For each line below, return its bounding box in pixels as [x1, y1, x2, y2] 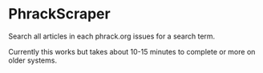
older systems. [8, 55, 58, 65]
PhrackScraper [8, 5, 111, 23]
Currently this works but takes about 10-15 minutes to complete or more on [8, 47, 256, 56]
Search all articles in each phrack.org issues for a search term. [8, 31, 216, 41]
